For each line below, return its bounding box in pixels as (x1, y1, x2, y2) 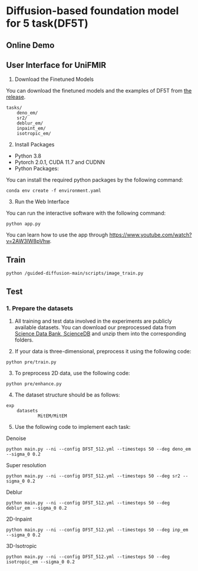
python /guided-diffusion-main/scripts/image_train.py (6, 270, 144, 277)
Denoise (6, 435, 27, 442)
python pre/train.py (6, 359, 57, 365)
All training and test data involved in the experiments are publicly (14, 317, 172, 324)
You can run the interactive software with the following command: (6, 209, 166, 216)
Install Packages (14, 141, 55, 148)
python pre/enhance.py (6, 380, 62, 387)
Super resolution (6, 461, 47, 468)
